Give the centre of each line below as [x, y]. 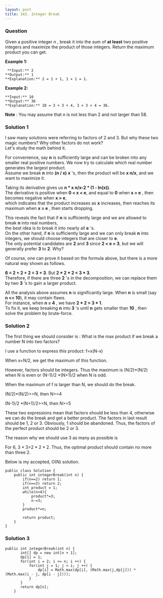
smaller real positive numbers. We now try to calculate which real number [79, 163]
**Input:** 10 [19, 97]
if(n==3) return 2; [42, 484]
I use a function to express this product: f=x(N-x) [54, 351]
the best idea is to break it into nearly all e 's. [50, 228]
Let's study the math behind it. [36, 148]
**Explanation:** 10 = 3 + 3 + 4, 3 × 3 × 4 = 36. [57, 105]
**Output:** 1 [19, 75]
